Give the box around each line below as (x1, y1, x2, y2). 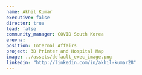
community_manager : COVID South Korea (6, 31, 104, 37)
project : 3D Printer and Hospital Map (6, 48, 104, 54)
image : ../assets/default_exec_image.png (6, 54, 112, 60)
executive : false (6, 15, 50, 21)
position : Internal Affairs (6, 43, 77, 49)
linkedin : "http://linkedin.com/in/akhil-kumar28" (6, 59, 137, 65)
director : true (6, 20, 45, 26)
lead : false (6, 25, 36, 32)
